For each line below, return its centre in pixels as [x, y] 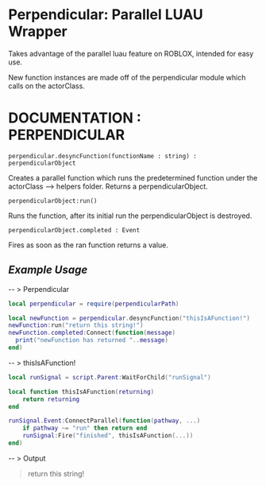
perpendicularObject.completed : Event [74, 230]
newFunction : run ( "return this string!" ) [76, 325]
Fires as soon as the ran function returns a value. [89, 245]
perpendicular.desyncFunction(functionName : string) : [102, 156]
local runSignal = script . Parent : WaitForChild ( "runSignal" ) [110, 377]
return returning [51, 399]
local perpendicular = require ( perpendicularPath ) [94, 304]
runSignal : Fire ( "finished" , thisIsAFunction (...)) [108, 436]
